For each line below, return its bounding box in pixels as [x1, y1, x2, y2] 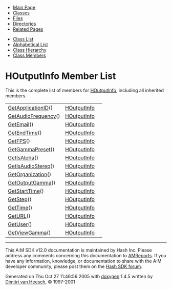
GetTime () [8, 204, 33, 211]
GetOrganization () [8, 171, 52, 178]
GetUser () [8, 220, 32, 227]
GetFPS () [8, 137, 30, 144]
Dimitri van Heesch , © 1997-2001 [5, 279, 76, 285]
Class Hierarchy [12, 47, 47, 53]
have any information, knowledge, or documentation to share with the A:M [5, 258, 162, 264]
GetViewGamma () [8, 229, 51, 236]
